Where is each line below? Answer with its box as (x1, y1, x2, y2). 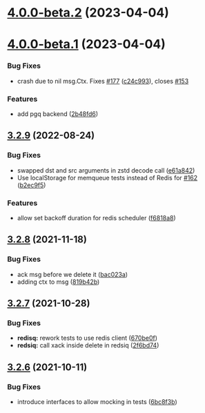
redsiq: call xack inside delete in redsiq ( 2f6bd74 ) (17, 341, 159, 349)
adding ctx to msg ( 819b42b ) (17, 278, 100, 286)
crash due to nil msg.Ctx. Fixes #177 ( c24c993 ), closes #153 (17, 77, 189, 85)
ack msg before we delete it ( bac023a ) (17, 270, 128, 278)
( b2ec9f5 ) (17, 181, 46, 189)
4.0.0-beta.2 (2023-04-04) (7, 5, 169, 21)
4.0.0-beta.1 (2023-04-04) (7, 37, 166, 52)
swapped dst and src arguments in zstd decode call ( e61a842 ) (17, 166, 195, 174)
